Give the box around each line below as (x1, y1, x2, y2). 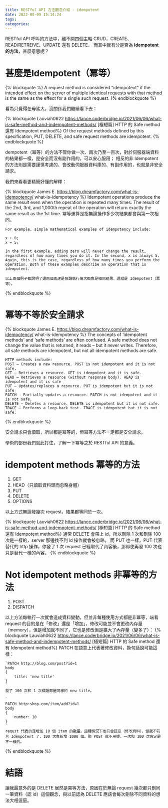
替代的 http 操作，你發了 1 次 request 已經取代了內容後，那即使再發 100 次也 (5, 544, 162, 550)
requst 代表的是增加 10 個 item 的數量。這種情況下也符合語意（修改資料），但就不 (5, 729, 157, 734)
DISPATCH (12, 604, 34, 610)
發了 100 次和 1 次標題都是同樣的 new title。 (5, 688, 94, 693)
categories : (5, 21, 30, 27)
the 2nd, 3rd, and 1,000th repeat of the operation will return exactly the (5, 205, 151, 211)
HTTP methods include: (5, 357, 52, 363)
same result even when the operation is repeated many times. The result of (5, 199, 160, 206)
